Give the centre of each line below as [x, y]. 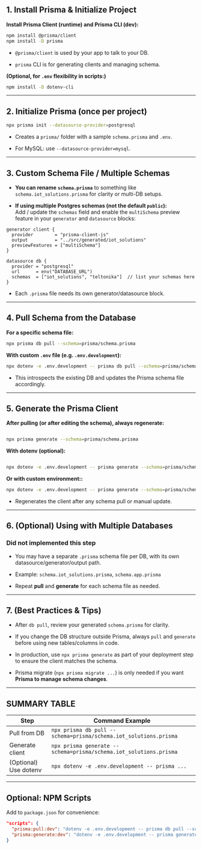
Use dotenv [26, 770]
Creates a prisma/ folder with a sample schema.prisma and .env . [93, 137]
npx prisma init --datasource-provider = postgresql [71, 125]
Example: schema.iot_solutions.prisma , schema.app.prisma [88, 574]
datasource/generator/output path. [58, 562]
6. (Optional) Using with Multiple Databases [90, 526]
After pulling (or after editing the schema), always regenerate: [85, 423]
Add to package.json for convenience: [53, 812]
